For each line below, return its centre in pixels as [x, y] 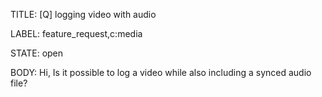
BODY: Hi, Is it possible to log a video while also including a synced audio [161, 72]
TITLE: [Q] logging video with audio [83, 14]
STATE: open [37, 53]
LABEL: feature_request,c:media [76, 33]
